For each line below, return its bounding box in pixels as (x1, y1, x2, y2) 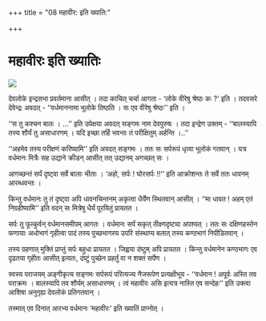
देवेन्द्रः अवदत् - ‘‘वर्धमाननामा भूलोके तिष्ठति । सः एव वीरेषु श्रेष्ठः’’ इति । (8, 103, 186, 112)
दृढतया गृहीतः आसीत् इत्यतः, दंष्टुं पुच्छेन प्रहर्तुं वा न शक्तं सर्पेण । (8, 253, 167, 262)
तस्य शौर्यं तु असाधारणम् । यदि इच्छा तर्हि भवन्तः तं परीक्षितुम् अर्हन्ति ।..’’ (8, 128, 189, 137)
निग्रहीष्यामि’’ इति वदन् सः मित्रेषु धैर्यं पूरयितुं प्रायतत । (8, 203, 139, 213)
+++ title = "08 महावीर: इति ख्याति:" (8, 8, 111, 17)
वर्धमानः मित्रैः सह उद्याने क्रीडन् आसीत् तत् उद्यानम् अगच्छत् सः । (8, 152, 170, 162)
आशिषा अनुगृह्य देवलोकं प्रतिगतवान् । (8, 287, 101, 297)
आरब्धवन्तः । (8, 177, 42, 188)
